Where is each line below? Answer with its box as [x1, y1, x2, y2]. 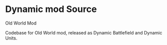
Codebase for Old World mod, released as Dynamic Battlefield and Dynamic [5, 29, 162, 35]
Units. [5, 35, 18, 41]
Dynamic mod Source [5, 3, 97, 15]
